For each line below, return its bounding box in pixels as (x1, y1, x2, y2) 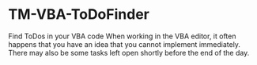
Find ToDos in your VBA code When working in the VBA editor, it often (8, 31, 236, 41)
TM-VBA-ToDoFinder (8, 5, 150, 23)
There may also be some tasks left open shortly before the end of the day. (8, 48, 250, 57)
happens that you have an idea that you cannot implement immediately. (8, 39, 241, 49)
